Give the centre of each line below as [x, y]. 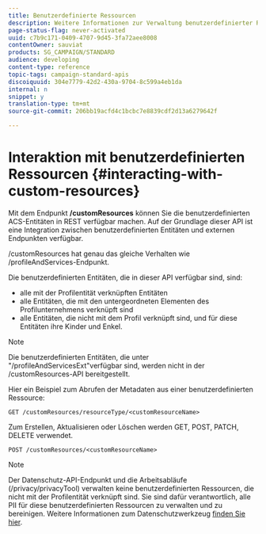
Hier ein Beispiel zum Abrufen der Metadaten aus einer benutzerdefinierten [131, 389]
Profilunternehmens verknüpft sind [76, 309]
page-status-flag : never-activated [67, 30]
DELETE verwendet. [41, 435]
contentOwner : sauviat [46, 45]
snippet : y [26, 97]
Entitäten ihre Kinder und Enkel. [71, 326]
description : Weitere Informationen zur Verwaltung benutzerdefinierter [131, 23]
